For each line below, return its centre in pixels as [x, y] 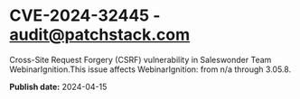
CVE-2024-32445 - [85, 16]
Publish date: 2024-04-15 [58, 86]
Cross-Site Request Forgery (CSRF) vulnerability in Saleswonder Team [141, 59]
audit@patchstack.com [100, 35]
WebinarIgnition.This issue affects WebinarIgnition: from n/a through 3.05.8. [150, 69]
